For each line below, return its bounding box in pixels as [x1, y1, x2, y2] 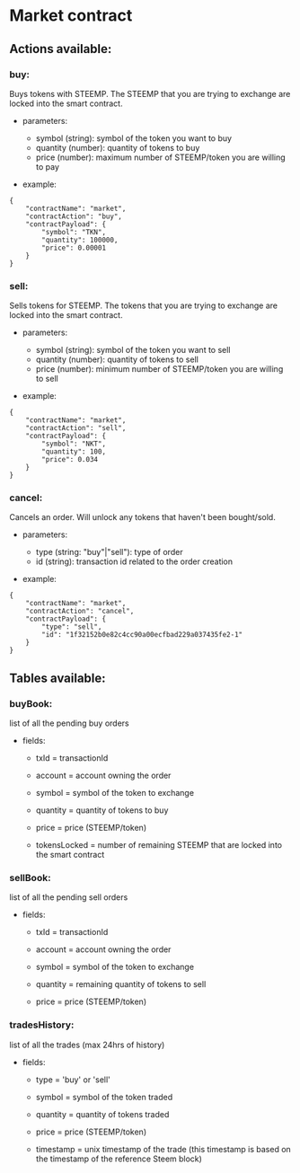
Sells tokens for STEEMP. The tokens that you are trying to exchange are [9, 300, 278, 311]
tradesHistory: [9, 1019, 75, 1031]
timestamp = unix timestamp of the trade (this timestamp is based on [35, 1143, 292, 1154]
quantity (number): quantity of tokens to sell [35, 354, 199, 365]
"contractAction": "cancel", [25, 607, 135, 616]
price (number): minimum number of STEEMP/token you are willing [35, 364, 284, 375]
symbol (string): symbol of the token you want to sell [35, 345, 231, 356]
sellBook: [9, 872, 51, 885]
